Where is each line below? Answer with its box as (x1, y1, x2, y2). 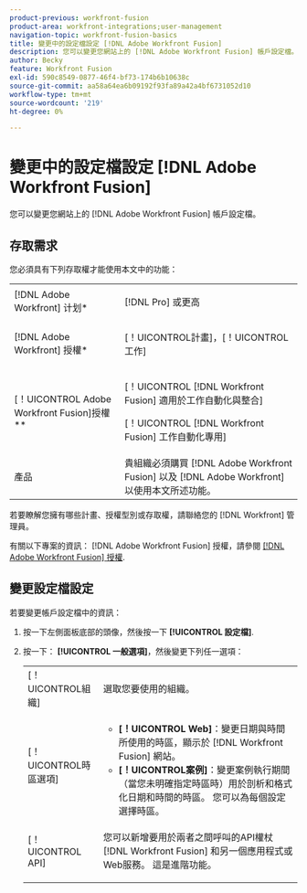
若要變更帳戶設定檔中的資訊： (9, 607, 122, 618)
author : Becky (9, 56, 64, 65)
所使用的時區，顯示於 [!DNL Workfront (118, 736, 283, 749)
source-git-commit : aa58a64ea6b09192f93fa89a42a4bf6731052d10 (9, 81, 251, 90)
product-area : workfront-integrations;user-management (9, 22, 223, 31)
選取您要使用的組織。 (102, 682, 195, 695)
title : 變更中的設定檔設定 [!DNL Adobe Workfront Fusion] (9, 38, 222, 48)
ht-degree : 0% (9, 107, 64, 116)
